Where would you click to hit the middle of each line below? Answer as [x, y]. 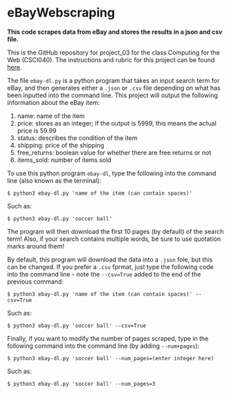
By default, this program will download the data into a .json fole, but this [110, 259]
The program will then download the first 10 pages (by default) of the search [115, 231]
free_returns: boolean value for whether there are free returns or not [114, 152]
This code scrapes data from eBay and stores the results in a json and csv [115, 32]
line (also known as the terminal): [54, 180]
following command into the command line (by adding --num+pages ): [103, 346]
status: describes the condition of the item [77, 138]
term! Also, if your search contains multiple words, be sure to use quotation [114, 239]
